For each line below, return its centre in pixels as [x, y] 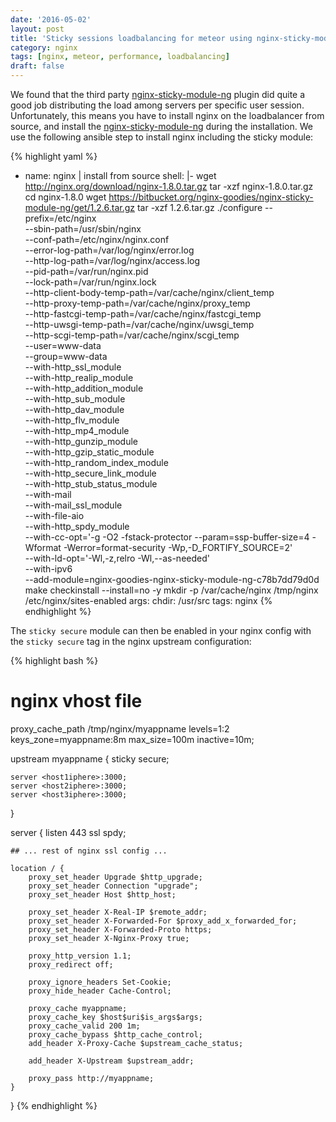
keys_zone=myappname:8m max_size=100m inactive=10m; [132, 739]
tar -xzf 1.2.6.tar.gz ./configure [199, 207]
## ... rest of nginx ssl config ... [89, 851]
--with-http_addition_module [84, 388]
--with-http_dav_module [74, 409]
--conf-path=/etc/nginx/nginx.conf [97, 239]
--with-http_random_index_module [96, 462]
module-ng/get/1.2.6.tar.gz [80, 207]
